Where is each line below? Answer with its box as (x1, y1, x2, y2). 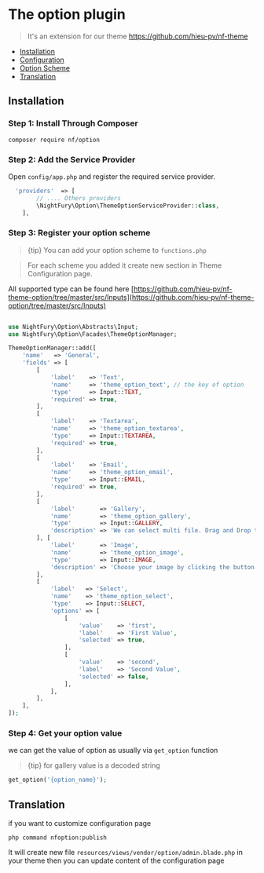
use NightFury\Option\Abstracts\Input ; (8, 323, 139, 331)
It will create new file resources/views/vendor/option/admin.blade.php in (8, 848, 244, 857)
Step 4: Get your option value (8, 728, 123, 739)
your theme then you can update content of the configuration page (8, 856, 225, 865)
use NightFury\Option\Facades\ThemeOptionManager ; (8, 330, 178, 338)
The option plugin (8, 5, 126, 24)
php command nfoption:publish (8, 834, 108, 842)
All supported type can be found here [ (8, 284, 134, 294)
